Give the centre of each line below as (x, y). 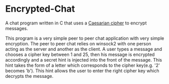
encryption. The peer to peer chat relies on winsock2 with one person (78, 43)
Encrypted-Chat (40, 9)
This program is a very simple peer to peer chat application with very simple (85, 38)
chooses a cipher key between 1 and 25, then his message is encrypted (80, 54)
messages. (17, 28)
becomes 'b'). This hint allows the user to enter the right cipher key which (82, 71)
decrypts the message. (29, 76)
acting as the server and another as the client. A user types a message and (84, 49)
